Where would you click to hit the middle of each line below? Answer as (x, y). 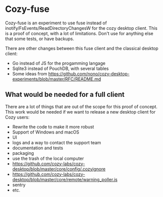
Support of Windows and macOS (46, 132)
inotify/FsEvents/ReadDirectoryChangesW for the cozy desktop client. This (81, 28)
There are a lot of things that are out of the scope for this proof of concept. (81, 106)
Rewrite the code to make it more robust (53, 127)
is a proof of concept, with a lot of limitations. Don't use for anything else (79, 33)
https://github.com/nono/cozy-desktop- (89, 73)
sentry (19, 185)
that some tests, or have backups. (40, 39)
